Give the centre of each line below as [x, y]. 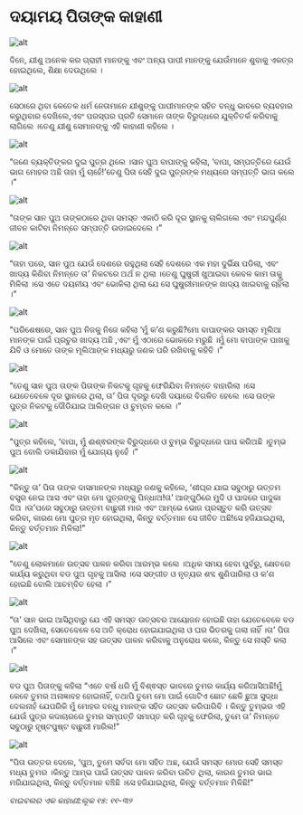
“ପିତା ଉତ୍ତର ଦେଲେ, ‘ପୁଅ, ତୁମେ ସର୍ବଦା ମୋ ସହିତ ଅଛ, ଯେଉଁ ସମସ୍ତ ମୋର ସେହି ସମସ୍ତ [147, 762]
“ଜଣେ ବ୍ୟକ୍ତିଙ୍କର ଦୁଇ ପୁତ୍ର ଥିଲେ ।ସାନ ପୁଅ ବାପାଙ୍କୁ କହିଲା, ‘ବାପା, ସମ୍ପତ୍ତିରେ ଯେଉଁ [150, 161]
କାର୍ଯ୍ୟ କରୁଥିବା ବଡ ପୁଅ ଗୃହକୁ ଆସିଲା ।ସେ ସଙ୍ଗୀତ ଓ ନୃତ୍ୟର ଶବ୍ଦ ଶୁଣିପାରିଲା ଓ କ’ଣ [142, 573]
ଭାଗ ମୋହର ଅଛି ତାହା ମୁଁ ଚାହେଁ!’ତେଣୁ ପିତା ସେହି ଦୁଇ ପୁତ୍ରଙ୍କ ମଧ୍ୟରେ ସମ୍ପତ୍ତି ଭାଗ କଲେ [152, 171]
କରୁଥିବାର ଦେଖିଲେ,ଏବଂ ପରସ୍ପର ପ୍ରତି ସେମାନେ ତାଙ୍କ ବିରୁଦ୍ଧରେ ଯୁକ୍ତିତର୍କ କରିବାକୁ [144, 116]
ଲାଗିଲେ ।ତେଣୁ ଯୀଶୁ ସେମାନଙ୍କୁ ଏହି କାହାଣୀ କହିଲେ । [92, 126]
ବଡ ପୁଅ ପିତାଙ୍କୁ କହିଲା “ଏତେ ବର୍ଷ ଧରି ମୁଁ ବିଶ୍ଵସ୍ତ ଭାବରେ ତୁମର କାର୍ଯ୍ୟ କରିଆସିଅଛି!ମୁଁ [146, 686]
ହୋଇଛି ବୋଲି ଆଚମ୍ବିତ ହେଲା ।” [61, 583]
